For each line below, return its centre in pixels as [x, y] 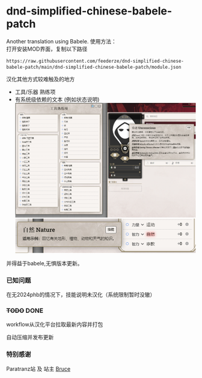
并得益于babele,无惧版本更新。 [44, 263]
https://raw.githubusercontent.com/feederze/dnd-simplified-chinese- [95, 61]
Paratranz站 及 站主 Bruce [38, 368]
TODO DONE [25, 310]
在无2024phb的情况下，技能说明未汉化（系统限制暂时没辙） [81, 295]
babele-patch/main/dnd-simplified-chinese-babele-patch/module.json [94, 67]
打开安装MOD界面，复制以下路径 [47, 49]
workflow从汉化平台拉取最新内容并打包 [55, 324]
